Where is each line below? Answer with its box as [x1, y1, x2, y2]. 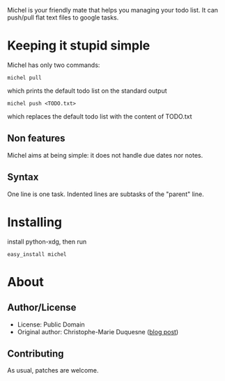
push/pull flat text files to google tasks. [7, 13, 119, 22]
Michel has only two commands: [7, 61, 100, 69]
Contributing [7, 348, 64, 359]
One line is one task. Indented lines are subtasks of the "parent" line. [7, 190, 204, 198]
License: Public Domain [17, 320, 85, 329]
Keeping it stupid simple [7, 38, 150, 54]
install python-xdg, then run [7, 237, 87, 246]
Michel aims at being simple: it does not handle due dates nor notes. [7, 151, 203, 159]
